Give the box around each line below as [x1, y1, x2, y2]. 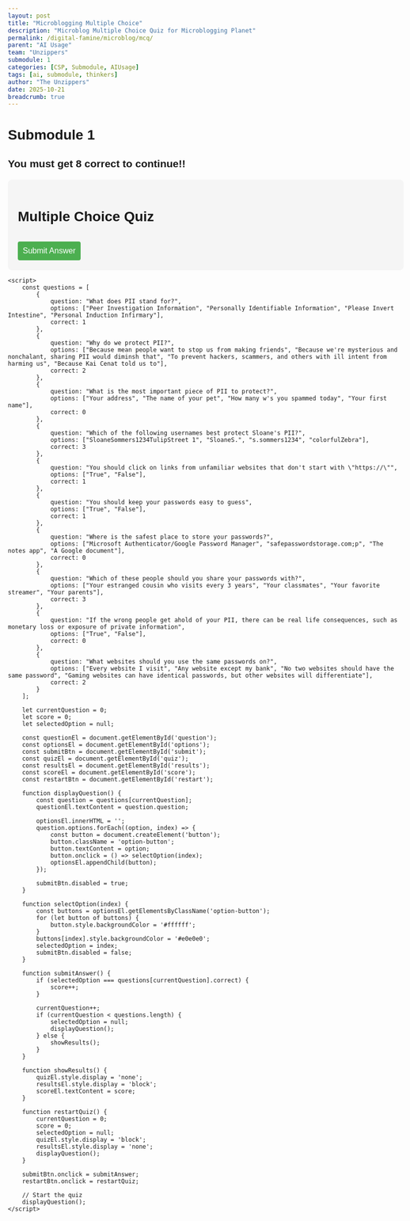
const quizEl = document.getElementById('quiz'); [21, 755, 189, 763]
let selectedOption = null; [21, 720, 115, 728]
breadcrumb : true [8, 93, 65, 101]
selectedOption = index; [36, 941, 118, 949]
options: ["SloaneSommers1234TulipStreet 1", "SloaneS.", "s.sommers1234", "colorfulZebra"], [50, 436, 370, 443]
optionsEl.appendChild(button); [50, 858, 158, 866]
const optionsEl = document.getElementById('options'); [21, 740, 211, 748]
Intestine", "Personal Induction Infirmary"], [8, 311, 164, 319]
